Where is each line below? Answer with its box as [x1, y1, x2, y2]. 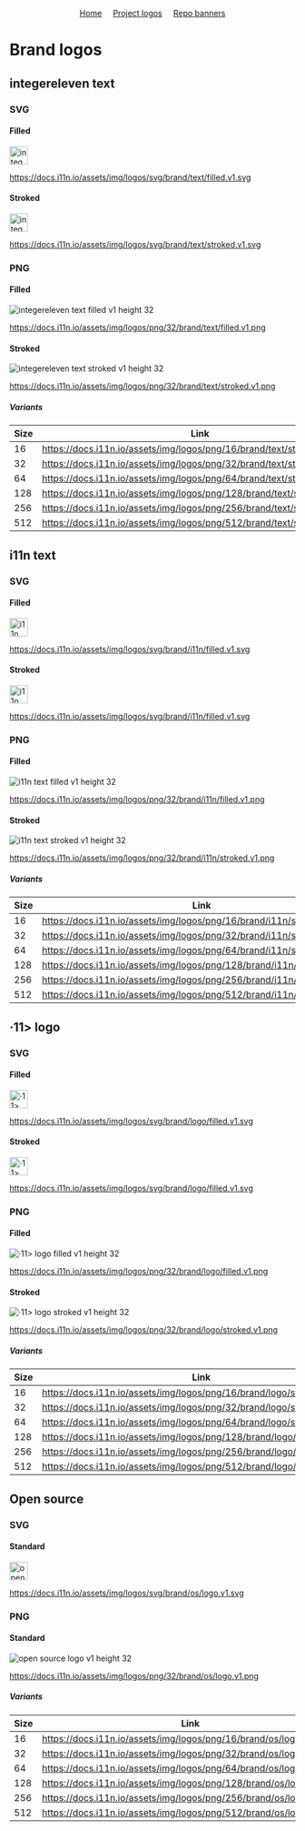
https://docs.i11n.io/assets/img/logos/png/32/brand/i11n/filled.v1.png [9, 794, 265, 805]
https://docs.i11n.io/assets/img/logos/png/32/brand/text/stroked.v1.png [9, 381, 276, 392]
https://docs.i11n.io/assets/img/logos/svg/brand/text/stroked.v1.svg [9, 238, 261, 249]
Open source [9, 1491, 84, 1506]
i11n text [9, 548, 56, 563]
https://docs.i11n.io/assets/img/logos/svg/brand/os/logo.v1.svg [9, 1587, 244, 1598]
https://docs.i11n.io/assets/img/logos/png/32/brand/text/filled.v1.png [9, 322, 266, 333]
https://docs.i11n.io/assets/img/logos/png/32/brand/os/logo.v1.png [9, 1670, 259, 1681]
